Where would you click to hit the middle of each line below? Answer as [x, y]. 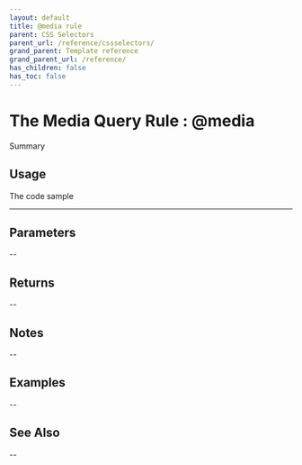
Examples [37, 383]
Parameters [43, 232]
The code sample [42, 196]
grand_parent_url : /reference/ [68, 59]
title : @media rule [46, 26]
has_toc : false [38, 77]
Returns [32, 283]
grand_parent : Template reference [74, 51]
